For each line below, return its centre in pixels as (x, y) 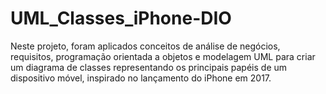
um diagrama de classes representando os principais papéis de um (149, 67)
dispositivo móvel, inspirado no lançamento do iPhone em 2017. (141, 78)
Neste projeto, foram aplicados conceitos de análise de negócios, (145, 46)
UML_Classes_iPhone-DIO (121, 18)
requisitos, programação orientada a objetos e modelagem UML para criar (163, 56)
